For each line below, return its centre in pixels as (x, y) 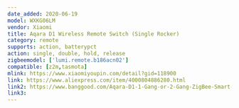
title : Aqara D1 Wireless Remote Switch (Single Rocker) (94, 34)
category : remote (33, 40)
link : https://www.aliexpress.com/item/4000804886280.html (97, 80)
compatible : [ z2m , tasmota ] (47, 67)
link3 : (17, 93)
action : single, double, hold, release (67, 54)
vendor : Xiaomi (30, 27)
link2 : (17, 87)
